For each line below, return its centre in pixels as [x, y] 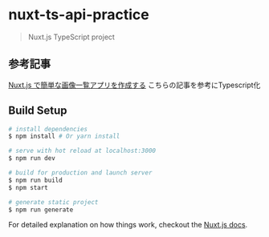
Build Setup [38, 111]
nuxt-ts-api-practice [79, 15]
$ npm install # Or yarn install [64, 137]
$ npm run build [35, 180]
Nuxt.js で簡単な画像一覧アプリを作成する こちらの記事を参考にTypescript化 [134, 85]
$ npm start [28, 187]
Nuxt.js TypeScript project [71, 37]
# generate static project [53, 202]
